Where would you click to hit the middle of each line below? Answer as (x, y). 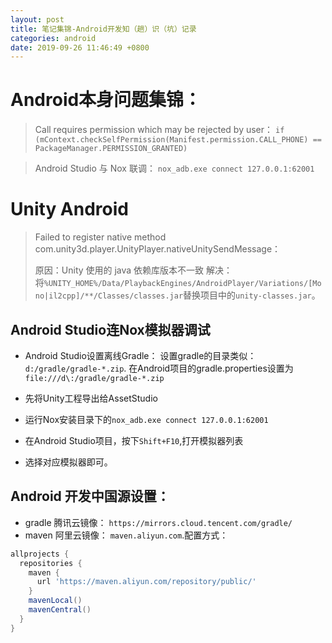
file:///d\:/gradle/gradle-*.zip (94, 378)
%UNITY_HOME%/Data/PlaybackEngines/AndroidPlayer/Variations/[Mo (182, 284)
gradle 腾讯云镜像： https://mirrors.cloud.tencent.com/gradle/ (158, 522)
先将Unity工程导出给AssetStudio (91, 398)
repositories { (51, 563)
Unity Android (69, 209)
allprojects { (40, 554)
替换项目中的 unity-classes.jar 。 (252, 295)
